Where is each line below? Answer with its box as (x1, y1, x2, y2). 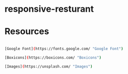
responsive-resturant (4, 3, 94, 15)
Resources (4, 26, 50, 37)
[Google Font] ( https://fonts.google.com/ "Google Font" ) (4, 47, 124, 51)
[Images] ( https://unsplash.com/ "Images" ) (4, 64, 93, 69)
